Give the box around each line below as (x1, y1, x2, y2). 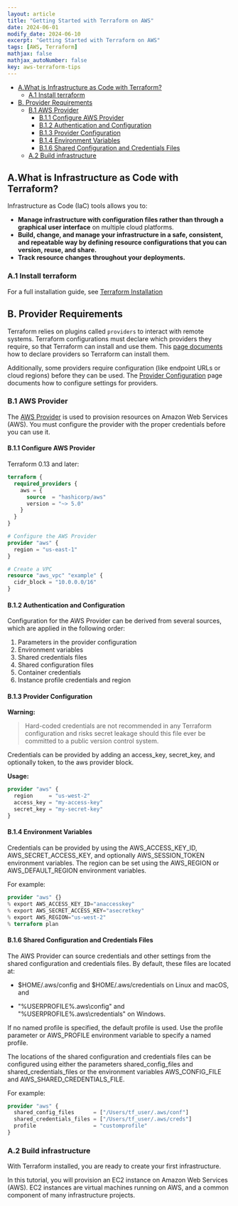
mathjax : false (7, 51, 53, 58)
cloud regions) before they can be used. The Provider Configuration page (7, 371, 222, 380)
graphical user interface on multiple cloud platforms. (17, 223, 174, 232)
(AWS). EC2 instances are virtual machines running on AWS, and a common (7, 1183, 229, 1192)
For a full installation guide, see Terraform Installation (7, 287, 163, 296)
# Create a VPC (7, 566, 53, 573)
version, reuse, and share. (17, 246, 97, 254)
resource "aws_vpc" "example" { (7, 572, 103, 579)
